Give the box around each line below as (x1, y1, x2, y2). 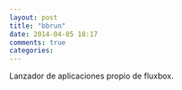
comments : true (9, 37, 66, 47)
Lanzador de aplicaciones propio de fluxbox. (9, 70, 175, 81)
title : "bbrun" (9, 21, 66, 30)
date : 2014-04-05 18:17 (9, 29, 99, 38)
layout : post (9, 12, 58, 22)
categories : (9, 46, 54, 55)
